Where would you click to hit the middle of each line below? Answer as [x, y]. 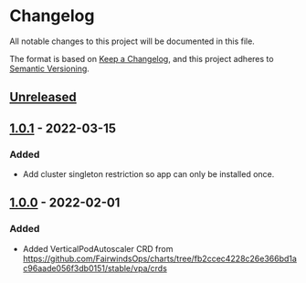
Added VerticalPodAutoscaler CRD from [98, 248]
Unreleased [43, 97]
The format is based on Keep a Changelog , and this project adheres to [142, 58]
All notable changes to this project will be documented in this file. [132, 41]
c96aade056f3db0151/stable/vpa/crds [95, 268]
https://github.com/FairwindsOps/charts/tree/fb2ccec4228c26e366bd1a [159, 258]
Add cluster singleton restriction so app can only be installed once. [148, 174]
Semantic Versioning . [49, 68]
